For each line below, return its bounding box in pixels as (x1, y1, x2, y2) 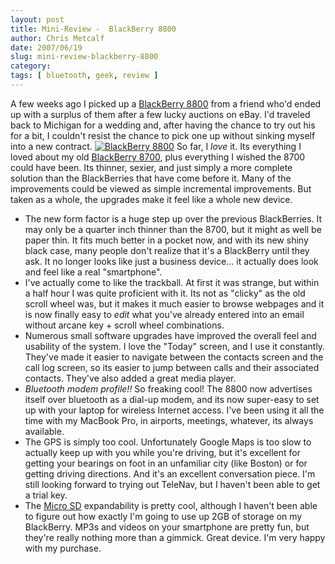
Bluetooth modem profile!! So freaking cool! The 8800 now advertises (24, 382, 313, 395)
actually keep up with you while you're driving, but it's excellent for (24, 446, 301, 458)
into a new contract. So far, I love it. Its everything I (10, 140, 302, 152)
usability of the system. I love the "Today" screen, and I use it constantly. (24, 340, 326, 352)
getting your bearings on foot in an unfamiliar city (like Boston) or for (24, 457, 308, 469)
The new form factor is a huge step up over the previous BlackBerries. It (24, 212, 323, 225)
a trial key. (24, 489, 68, 501)
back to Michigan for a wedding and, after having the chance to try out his (10, 119, 316, 131)
